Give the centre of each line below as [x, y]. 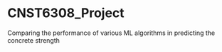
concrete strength [34, 40]
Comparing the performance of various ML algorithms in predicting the [111, 33]
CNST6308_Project [66, 13]
